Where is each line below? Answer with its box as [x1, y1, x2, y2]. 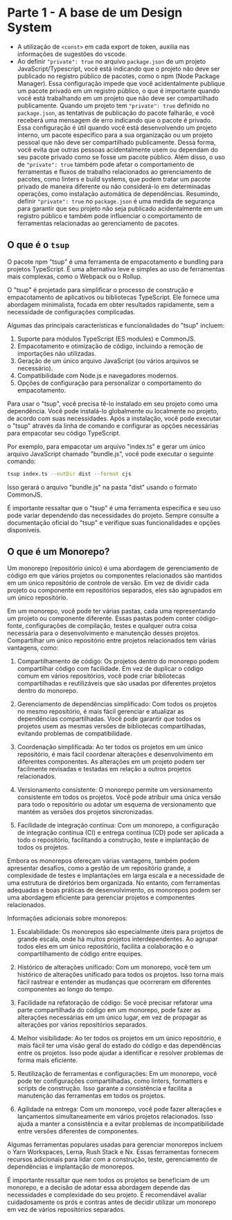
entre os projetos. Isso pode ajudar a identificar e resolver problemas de [17, 1049, 224, 1057]
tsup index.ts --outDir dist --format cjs [7, 470, 132, 477]
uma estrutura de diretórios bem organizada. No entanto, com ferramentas [7, 879, 220, 887]
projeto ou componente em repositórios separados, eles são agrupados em [7, 586, 222, 595]
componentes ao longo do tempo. [17, 985, 114, 994]
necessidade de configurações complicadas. [7, 307, 136, 316]
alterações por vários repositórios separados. [17, 1021, 148, 1029]
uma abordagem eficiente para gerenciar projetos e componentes [7, 893, 195, 901]
